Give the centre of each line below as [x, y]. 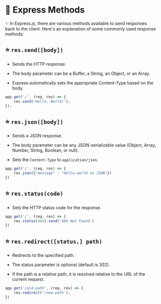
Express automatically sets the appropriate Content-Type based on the [83, 83]
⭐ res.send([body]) [34, 50]
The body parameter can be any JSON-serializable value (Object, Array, [84, 145]
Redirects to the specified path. [43, 255]
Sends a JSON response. [37, 136]
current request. [28, 279]
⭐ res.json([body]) [34, 122]
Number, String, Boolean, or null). [45, 151]
